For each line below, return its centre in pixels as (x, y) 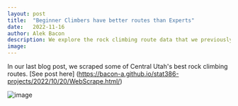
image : (17, 46)
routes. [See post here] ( (43, 74)
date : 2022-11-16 (36, 27)
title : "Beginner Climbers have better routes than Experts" (101, 20)
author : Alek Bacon (36, 33)
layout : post (27, 14)
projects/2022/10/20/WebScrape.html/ (64, 81)
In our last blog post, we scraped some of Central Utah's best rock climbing (118, 66)
